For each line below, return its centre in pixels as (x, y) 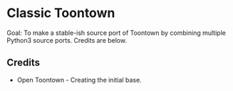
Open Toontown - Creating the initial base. (79, 80)
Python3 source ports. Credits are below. (67, 40)
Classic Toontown (61, 13)
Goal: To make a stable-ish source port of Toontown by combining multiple (116, 33)
